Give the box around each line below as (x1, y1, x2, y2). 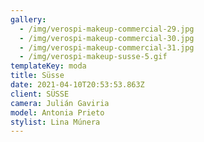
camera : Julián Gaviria (10, 98, 110, 108)
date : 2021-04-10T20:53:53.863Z (10, 80, 145, 90)
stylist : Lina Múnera (10, 117, 101, 127)
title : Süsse (10, 71, 65, 81)
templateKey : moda (10, 61, 87, 71)
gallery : (10, 14, 47, 25)
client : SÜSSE (10, 89, 70, 99)
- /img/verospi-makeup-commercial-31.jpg (19, 42, 195, 53)
